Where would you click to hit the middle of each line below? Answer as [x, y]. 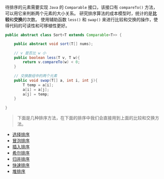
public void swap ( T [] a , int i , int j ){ [56, 80]
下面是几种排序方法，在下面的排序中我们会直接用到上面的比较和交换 [86, 118]
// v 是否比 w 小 [30, 53]
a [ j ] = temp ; [36, 94]
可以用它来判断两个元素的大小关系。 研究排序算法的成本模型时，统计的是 [79, 13]
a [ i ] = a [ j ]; [36, 89]
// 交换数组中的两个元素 [36, 76]
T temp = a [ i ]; [38, 85]
